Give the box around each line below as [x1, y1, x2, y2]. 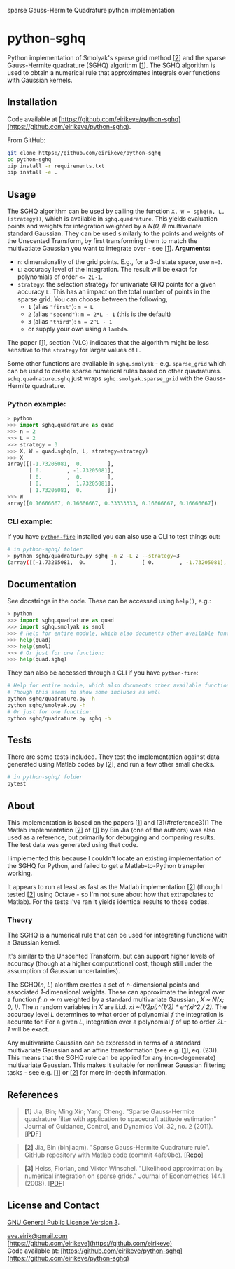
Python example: [7, 399, 66, 409]
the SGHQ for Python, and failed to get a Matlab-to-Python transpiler [7, 861, 206, 870]
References [7, 1089, 59, 1101]
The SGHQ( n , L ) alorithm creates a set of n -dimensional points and [7, 980, 200, 989]
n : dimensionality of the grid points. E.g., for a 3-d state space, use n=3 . [17, 258, 222, 266]
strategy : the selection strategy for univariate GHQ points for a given [17, 280, 217, 289]
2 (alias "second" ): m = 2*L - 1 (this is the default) [27, 310, 171, 318]
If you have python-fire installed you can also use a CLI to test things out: [7, 532, 220, 540]
